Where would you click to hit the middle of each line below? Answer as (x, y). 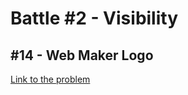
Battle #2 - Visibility (94, 18)
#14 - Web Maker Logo (82, 55)
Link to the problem (50, 79)
